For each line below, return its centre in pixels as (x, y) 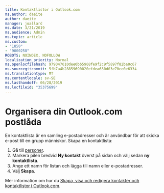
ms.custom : (16, 42)
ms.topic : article (24, 37)
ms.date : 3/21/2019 (25, 28)
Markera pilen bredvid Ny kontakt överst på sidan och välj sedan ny (81, 156)
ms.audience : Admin (25, 32)
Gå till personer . (28, 150)
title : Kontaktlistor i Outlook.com (42, 10)
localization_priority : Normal (37, 60)
